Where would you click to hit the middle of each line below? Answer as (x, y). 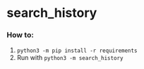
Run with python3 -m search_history (70, 58)
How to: (20, 35)
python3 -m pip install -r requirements (77, 51)
